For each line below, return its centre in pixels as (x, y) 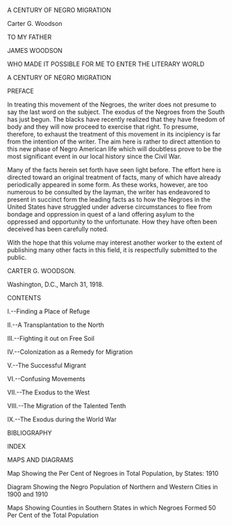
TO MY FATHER (30, 37)
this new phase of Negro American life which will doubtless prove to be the (115, 149)
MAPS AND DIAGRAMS (41, 460)
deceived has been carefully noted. (58, 229)
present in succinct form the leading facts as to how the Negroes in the (109, 199)
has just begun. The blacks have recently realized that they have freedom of (116, 119)
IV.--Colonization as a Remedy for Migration (70, 352)
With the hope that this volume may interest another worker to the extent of (115, 242)
